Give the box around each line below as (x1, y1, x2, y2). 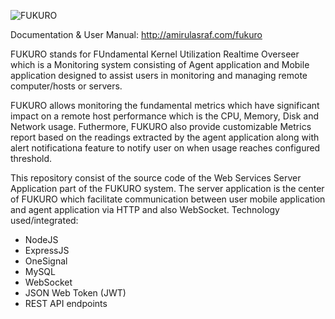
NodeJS (24, 234, 59, 245)
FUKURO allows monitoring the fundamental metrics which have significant (10, 100, 320, 111)
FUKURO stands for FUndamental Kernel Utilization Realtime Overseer (10, 48, 300, 60)
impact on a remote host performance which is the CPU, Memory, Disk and (10, 110, 319, 122)
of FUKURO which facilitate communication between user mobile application (10, 193, 326, 205)
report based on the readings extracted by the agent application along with (10, 131, 320, 143)
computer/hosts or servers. (10, 80, 123, 92)
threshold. (10, 153, 53, 164)
